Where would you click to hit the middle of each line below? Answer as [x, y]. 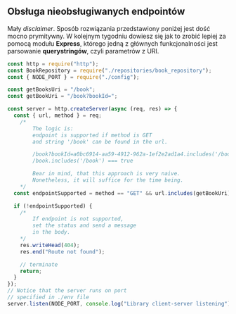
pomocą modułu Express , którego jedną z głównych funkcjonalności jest [112, 43]
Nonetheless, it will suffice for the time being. [108, 180]
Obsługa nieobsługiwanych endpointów [96, 12]
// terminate [39, 264]
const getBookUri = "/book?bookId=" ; [63, 96]
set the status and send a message [85, 226]
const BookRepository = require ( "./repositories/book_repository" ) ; [110, 70]
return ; [31, 271]
